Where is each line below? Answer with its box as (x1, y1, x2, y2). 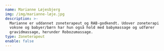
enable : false (5, 39, 34, 44)
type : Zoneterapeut (5, 34, 45, 39)
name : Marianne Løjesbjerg (5, 7, 60, 12)
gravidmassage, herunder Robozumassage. (9, 30, 93, 34)
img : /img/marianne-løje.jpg (5, 12, 65, 17)
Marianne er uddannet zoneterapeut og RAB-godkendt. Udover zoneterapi (9, 20, 160, 26)
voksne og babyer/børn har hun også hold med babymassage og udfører (9, 25, 155, 30)
